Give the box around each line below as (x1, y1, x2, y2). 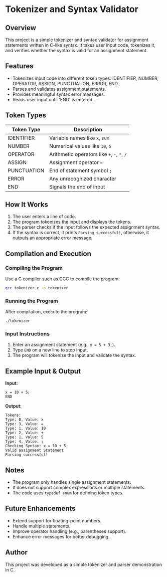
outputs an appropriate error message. (12, 235, 93, 241)
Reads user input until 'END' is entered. (12, 96, 94, 102)
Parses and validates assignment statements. (12, 86, 106, 92)
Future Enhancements (5, 504, 76, 513)
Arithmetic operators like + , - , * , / (49, 150, 127, 157)
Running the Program (5, 297, 59, 304)
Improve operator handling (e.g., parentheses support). (12, 528, 127, 534)
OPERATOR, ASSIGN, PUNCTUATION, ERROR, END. (12, 80, 119, 86)
